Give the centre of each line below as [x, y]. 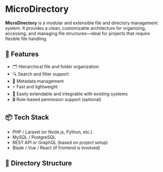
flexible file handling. [26, 39]
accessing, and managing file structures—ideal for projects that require [78, 33]
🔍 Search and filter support [41, 74]
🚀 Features [22, 54]
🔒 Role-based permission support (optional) [57, 99]
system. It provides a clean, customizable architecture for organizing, [76, 28]
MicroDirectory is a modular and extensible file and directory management [81, 23]
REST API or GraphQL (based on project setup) [60, 142]
